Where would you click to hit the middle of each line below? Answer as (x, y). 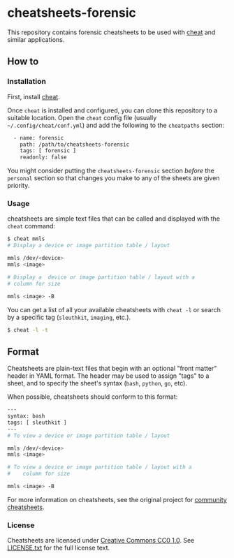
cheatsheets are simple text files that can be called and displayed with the (114, 219)
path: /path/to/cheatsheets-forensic (75, 145)
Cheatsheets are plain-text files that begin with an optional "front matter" (112, 369)
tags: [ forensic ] (48, 151)
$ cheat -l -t (28, 330)
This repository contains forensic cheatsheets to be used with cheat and (111, 32)
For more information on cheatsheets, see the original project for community (117, 499)
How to (23, 62)
